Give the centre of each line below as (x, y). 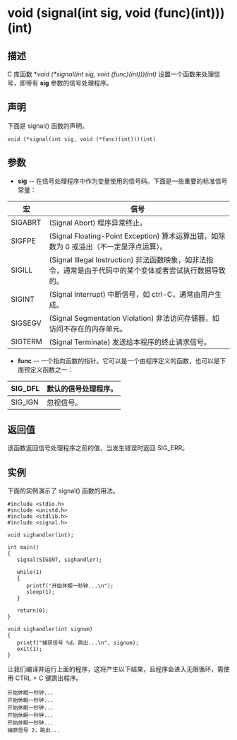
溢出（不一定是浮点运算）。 (123, 247)
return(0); (33, 611)
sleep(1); (40, 592)
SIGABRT (26, 222)
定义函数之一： (52, 370)
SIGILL (22, 270)
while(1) (29, 572)
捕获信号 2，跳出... (34, 730)
